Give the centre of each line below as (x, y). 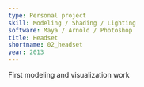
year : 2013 (26, 52)
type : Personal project (47, 15)
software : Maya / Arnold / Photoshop (70, 30)
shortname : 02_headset (45, 45)
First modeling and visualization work (69, 75)
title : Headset (33, 38)
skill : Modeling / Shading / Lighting (72, 23)
